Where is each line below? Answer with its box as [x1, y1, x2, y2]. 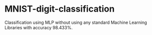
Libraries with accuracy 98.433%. [4, 24, 73, 30]
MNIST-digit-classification [4, 3, 115, 15]
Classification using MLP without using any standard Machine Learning [4, 19, 147, 25]
